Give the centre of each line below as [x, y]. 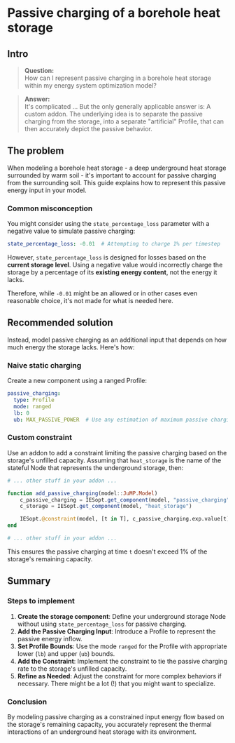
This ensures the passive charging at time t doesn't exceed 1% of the [107, 551]
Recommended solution [60, 323]
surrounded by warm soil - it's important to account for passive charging [112, 175]
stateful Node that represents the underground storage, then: [95, 467]
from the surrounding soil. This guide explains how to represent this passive [116, 182]
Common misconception [50, 208]
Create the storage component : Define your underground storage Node [121, 616]
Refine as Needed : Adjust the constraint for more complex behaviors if [120, 676]
